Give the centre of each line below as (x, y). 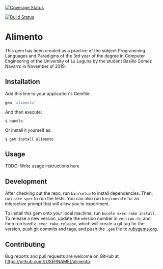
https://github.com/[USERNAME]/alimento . (48, 262)
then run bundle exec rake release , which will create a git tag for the (75, 224)
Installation (23, 82)
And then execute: (24, 112)
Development (26, 181)
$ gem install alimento (29, 139)
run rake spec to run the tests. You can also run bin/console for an (72, 199)
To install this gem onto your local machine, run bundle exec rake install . (81, 213)
